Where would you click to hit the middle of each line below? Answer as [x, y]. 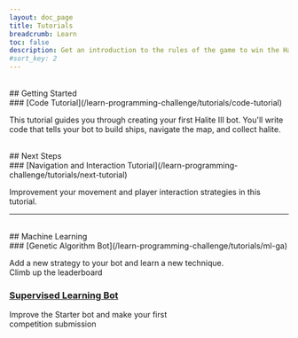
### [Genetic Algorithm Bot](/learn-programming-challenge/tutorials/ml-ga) [149, 246]
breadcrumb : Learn [43, 34]
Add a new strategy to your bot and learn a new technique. [117, 263]
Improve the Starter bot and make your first [88, 315]
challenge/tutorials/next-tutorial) [68, 175]
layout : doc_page [41, 17]
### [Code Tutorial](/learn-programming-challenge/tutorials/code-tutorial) [145, 102]
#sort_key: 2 [33, 59]
